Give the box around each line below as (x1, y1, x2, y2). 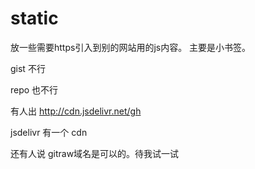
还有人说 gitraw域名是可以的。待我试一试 (10, 147, 180, 159)
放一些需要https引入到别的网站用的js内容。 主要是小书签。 (10, 41, 252, 53)
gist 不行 (10, 62, 46, 74)
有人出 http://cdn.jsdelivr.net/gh (10, 105, 142, 117)
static (10, 7, 59, 30)
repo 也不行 (10, 83, 59, 96)
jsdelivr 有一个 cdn (10, 126, 88, 138)
